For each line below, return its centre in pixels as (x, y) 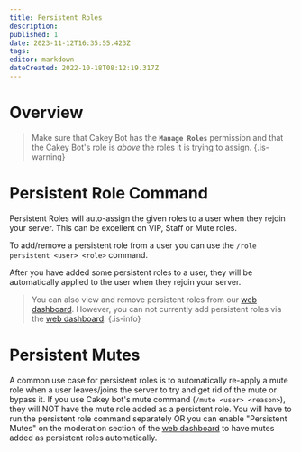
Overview (46, 113)
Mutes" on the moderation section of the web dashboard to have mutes (142, 428)
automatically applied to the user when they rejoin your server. (125, 281)
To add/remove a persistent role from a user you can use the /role (133, 245)
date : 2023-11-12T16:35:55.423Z (70, 43)
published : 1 (34, 34)
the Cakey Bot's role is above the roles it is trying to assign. (141, 147)
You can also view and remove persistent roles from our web (144, 300)
